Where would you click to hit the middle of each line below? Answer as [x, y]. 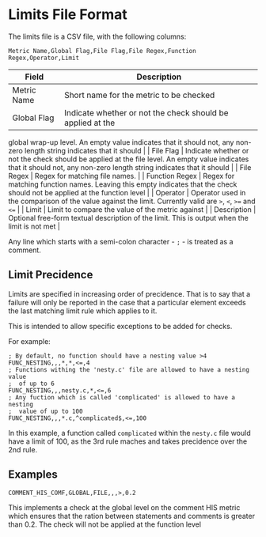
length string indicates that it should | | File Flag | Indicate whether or [137, 150]
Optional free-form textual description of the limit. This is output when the [129, 217]
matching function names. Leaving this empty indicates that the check [123, 184]
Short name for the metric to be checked [140, 95]
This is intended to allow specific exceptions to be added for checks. [120, 326]
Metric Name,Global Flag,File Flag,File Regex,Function [102, 51]
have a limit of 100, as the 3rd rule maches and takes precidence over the [128, 441]
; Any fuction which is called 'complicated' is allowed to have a [122, 397]
